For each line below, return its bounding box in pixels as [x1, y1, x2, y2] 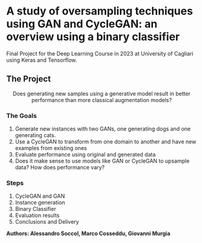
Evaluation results [15, 212, 60, 219]
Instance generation [15, 199, 65, 206]
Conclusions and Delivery [15, 218, 79, 225]
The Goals [6, 111, 37, 120]
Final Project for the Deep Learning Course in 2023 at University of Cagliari [6, 50, 194, 57]
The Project [6, 74, 51, 84]
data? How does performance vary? [15, 164, 105, 171]
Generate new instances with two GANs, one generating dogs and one [15, 125, 191, 132]
